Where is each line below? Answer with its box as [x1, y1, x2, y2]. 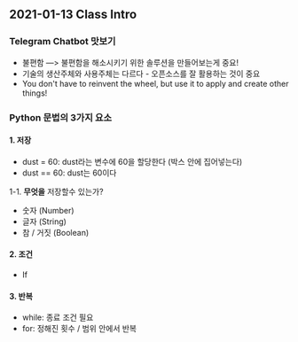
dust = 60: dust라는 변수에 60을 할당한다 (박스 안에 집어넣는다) [21, 156, 243, 167]
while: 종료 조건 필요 [21, 312, 94, 323]
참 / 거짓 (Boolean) [21, 227, 90, 237]
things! [21, 88, 48, 98]
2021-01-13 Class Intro [9, 7, 137, 22]
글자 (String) [21, 216, 67, 227]
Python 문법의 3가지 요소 [9, 111, 113, 123]
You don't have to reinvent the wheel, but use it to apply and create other [21, 78, 289, 89]
